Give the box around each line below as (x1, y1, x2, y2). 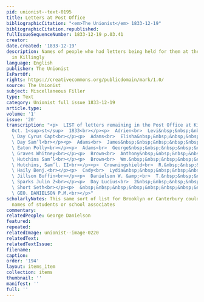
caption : (6, 252, 29, 259)
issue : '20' (6, 116, 36, 122)
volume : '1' (6, 111, 36, 117)
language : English (6, 60, 53, 66)
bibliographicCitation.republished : (6, 26, 99, 32)
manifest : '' (6, 281, 39, 287)
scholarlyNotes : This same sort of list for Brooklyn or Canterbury (6, 195, 183, 202)
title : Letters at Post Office (6, 15, 86, 21)
